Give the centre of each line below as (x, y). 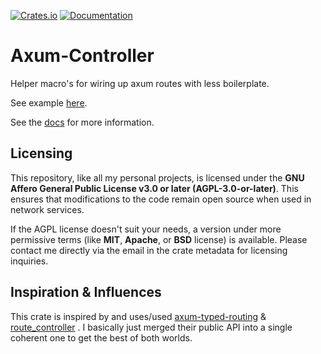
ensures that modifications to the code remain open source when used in (161, 199)
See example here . (49, 102)
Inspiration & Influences (86, 292)
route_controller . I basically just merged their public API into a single (151, 327)
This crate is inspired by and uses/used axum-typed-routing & (138, 316)
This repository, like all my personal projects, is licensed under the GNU (157, 177)
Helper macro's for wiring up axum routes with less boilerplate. (140, 83)
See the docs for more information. (82, 122)
